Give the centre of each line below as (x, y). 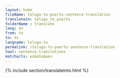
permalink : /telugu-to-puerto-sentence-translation (60, 47)
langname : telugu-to (27, 42)
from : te (14, 33)
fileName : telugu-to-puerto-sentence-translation (58, 14)
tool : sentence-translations (35, 51)
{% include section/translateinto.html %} (47, 70)
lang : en (14, 28)
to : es (12, 38)
